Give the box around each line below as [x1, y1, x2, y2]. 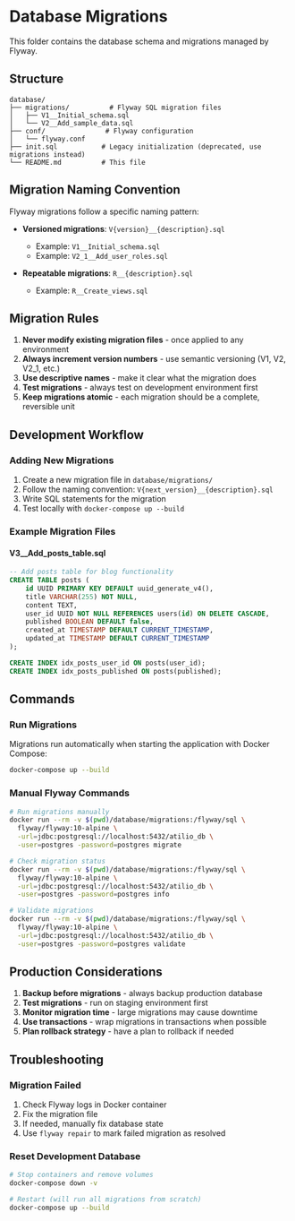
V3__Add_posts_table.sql [9, 547, 106, 558]
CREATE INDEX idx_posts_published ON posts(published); [9, 666, 222, 675]
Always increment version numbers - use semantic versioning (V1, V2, [21, 354, 286, 365]
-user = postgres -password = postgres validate [17, 939, 186, 949]
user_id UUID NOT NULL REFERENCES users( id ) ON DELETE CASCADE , [25, 609, 270, 618]
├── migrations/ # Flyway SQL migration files [9, 103, 222, 112]
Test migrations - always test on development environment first [21, 383, 258, 393]
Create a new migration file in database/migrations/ [21, 475, 213, 486]
